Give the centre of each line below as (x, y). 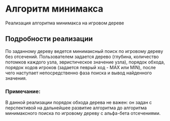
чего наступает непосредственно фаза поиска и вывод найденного (79, 73)
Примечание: (23, 91)
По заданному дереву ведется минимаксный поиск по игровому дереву (84, 51)
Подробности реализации (49, 39)
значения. (16, 78)
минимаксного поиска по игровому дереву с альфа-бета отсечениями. (83, 113)
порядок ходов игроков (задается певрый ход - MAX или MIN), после (81, 67)
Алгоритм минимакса (54, 9)
